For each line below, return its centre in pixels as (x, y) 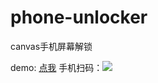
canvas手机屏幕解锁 (51, 46)
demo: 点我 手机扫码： (56, 67)
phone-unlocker (79, 17)
